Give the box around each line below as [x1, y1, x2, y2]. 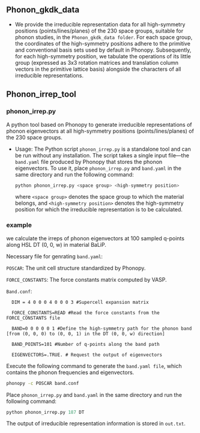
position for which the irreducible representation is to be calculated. [14, 206, 183, 213]
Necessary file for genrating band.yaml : [6, 252, 103, 260]
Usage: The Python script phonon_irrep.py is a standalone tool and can [14, 145, 191, 153]
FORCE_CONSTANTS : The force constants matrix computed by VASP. [6, 276, 167, 283]
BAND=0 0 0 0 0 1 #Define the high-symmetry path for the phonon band [11, 326, 192, 332]
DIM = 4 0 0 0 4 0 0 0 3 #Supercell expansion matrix [11, 299, 149, 305]
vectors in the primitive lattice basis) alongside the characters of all [14, 65, 181, 73]
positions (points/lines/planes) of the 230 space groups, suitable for [14, 27, 184, 34]
